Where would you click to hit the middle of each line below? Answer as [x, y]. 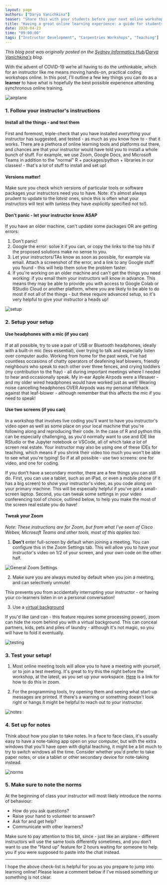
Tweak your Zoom [24, 516]
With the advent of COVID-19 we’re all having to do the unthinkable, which [81, 67]
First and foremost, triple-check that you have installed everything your [78, 133]
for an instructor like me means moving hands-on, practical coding [73, 72]
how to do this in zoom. [36, 682]
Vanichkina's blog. [24, 57]
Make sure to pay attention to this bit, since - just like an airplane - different [82, 836]
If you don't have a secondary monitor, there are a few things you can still [80, 472]
